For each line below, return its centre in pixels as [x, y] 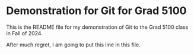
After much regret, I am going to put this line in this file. [73, 45]
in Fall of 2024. [24, 33]
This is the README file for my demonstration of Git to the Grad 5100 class [97, 27]
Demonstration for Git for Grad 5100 [96, 11]
